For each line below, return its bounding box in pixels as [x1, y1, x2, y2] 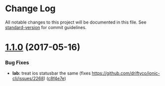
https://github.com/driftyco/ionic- [92, 70, 160, 76]
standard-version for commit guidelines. [5, 24, 87, 30]
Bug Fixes [5, 59, 30, 66]
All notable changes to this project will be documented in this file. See [5, 19, 147, 25]
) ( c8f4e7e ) [43, 76, 66, 82]
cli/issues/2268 [12, 76, 44, 82]
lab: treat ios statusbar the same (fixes [12, 70, 91, 76]
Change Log [5, 3, 56, 14]
